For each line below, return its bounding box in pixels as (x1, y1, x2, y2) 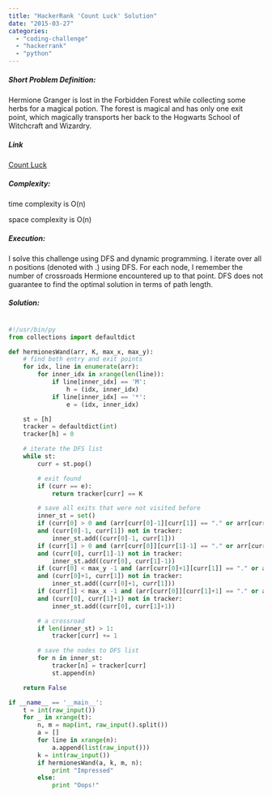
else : (37, 773, 57, 782)
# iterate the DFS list (23, 445, 104, 453)
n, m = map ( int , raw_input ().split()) (37, 721, 168, 730)
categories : (8, 27, 49, 35)
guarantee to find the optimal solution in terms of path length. (8, 279, 213, 289)
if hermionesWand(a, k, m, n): (37, 759, 143, 767)
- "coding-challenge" (15, 34, 89, 43)
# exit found (37, 474, 82, 482)
